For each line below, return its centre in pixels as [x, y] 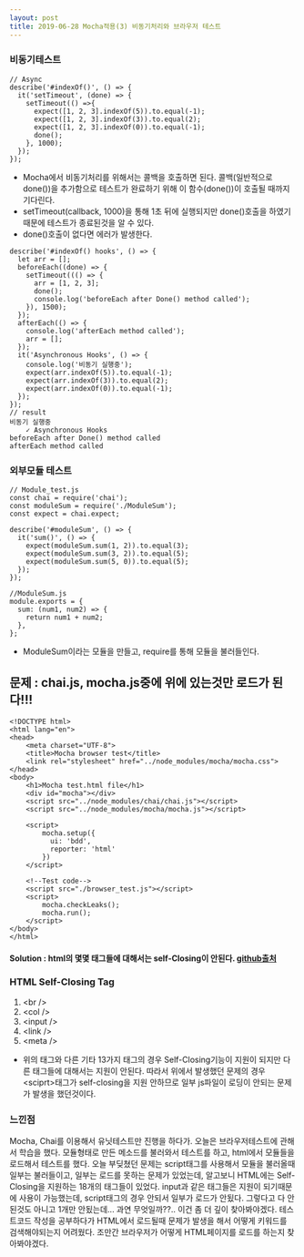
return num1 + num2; [65, 618]
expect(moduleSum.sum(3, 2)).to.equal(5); [107, 554]
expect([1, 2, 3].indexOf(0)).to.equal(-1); [119, 127]
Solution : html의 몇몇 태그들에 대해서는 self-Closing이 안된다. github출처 [143, 958]
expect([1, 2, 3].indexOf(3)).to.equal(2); [117, 119]
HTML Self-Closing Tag [62, 982]
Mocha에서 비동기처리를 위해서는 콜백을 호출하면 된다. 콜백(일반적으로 [147, 177]
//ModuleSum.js [38, 594]
